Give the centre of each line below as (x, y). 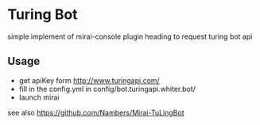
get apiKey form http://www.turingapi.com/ (89, 80)
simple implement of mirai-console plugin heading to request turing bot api (130, 36)
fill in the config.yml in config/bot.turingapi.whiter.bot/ (107, 89)
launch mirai (39, 97)
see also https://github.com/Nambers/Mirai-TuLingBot (96, 112)
